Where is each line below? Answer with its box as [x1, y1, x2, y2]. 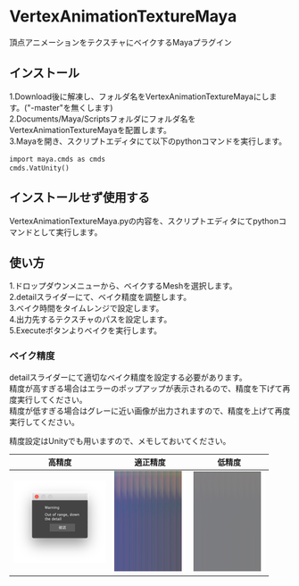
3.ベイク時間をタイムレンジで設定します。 [9, 303, 164, 314]
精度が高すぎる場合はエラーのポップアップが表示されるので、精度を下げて [9, 382, 283, 394]
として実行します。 [32, 226, 103, 238]
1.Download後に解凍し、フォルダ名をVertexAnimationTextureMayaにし [9, 91, 270, 102]
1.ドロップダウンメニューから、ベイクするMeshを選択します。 [9, 280, 238, 291]
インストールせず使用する [9, 190, 150, 205]
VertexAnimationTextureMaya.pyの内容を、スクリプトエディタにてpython [9, 215, 279, 226]
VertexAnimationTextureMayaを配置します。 [9, 124, 171, 135]
